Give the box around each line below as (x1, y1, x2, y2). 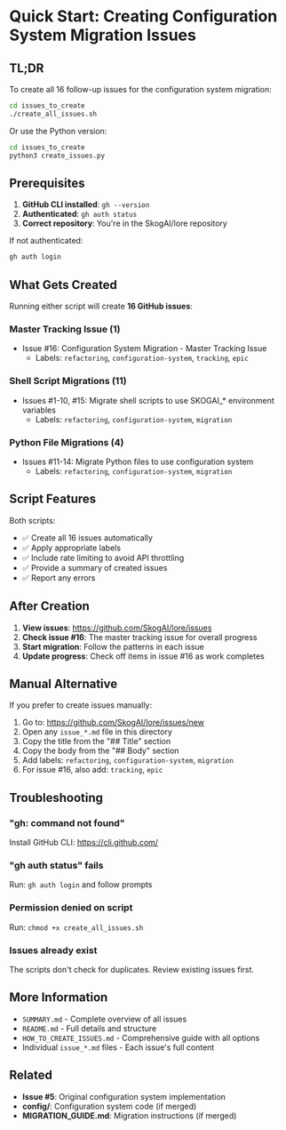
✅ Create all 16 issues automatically (21, 532, 154, 543)
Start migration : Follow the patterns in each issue (21, 641, 204, 652)
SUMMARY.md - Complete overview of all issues (21, 1014, 187, 1024)
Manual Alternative (9, 676, 118, 691)
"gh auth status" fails (9, 859, 104, 871)
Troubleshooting (9, 789, 104, 805)
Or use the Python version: (9, 125, 107, 136)
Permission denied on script (9, 902, 133, 914)
